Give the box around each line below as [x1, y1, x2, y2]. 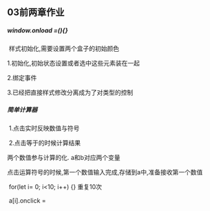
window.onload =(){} [7, 26, 68, 34]
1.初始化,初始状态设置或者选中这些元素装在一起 [7, 59, 140, 68]
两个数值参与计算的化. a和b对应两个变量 [7, 154, 120, 162]
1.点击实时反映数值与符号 [8, 124, 80, 132]
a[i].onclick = [8, 197, 46, 205]
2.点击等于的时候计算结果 [8, 139, 81, 147]
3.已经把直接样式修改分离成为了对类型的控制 [7, 88, 134, 97]
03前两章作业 [7, 6, 65, 19]
